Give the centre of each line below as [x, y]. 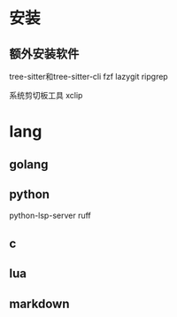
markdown [39, 303]
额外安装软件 [44, 54]
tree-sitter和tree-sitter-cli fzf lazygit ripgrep [88, 77]
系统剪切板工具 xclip [46, 95]
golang [29, 164]
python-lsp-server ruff [50, 216]
